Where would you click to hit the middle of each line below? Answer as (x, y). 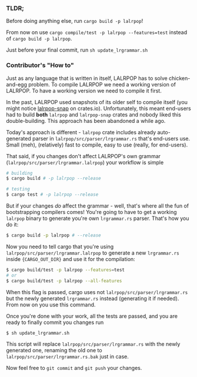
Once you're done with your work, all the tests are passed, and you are (92, 316)
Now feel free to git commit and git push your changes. (74, 368)
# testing (18, 189)
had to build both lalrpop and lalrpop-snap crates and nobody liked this (94, 114)
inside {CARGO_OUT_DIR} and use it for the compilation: (71, 259)
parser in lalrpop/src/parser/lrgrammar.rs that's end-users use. (111, 138)
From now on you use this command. (51, 305)
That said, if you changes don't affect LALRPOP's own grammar (83, 156)
